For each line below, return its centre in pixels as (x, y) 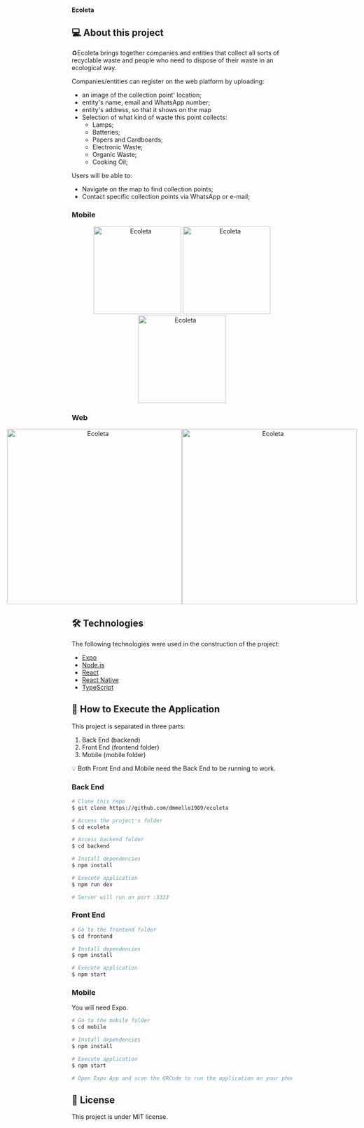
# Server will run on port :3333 (120, 897)
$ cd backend (91, 846)
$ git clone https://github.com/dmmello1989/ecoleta (150, 808)
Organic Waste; (114, 155)
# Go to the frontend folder (114, 930)
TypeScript (98, 687)
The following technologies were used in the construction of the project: (176, 644)
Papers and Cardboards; (128, 140)
